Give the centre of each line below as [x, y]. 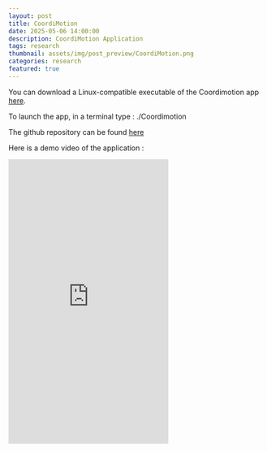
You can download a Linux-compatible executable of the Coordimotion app [134, 92]
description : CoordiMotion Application [76, 39]
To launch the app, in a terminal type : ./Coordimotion [97, 116]
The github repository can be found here [76, 132]
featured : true [34, 69]
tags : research [34, 46]
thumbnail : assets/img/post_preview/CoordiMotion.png [101, 54]
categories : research [45, 62]
